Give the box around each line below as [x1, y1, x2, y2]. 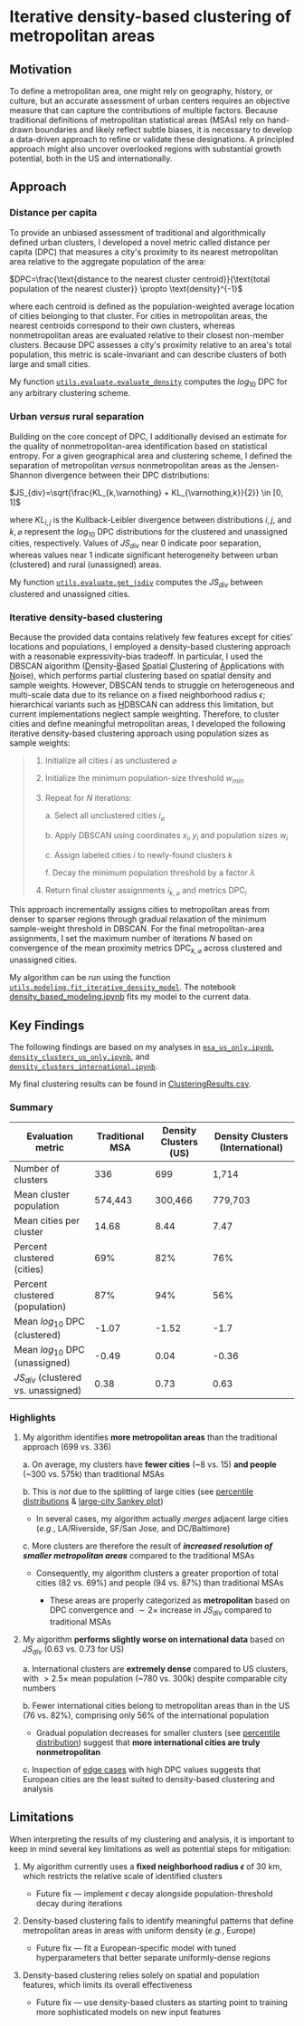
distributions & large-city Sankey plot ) [22, 1496, 165, 1507]
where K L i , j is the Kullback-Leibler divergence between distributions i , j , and [9, 514, 292, 527]
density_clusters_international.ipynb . [9, 1061, 158, 1072]
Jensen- [248, 459, 280, 470]
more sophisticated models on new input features [35, 2006, 222, 2017]
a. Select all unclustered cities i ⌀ [44, 810, 166, 823]
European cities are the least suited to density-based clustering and [22, 1773, 276, 1784]
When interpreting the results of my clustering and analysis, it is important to [9, 1833, 295, 1845]
